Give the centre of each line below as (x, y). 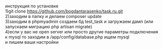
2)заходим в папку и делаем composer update (53, 16)
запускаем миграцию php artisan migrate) (49, 27)
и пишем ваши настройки (32, 42)
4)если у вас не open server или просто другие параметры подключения (81, 32)
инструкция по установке (32, 6)
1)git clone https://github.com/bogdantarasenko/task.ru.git (64, 11)
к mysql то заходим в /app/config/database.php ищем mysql (67, 37)
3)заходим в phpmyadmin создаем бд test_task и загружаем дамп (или (79, 21)
